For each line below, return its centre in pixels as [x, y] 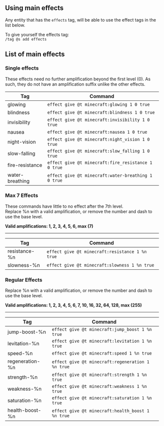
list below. [15, 25]
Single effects [22, 68]
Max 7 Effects [21, 195]
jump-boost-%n [27, 332]
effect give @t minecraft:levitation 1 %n [102, 341]
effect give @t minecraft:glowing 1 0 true [98, 104]
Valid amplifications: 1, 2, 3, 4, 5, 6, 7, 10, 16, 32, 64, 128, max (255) [74, 305]
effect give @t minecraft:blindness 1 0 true [101, 112]
